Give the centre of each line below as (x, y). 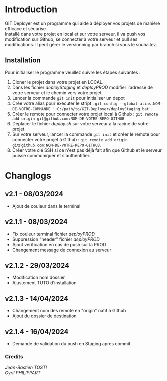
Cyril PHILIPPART (23, 373)
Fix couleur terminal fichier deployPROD (53, 234)
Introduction (31, 9)
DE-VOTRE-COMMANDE (31, 109)
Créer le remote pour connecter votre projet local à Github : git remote (85, 114)
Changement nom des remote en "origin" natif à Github (69, 311)
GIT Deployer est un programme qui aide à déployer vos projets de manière (83, 23)
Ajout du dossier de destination (44, 316)
